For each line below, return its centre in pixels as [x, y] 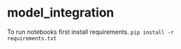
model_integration [61, 13]
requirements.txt [32, 38]
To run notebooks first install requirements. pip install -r [90, 32]
